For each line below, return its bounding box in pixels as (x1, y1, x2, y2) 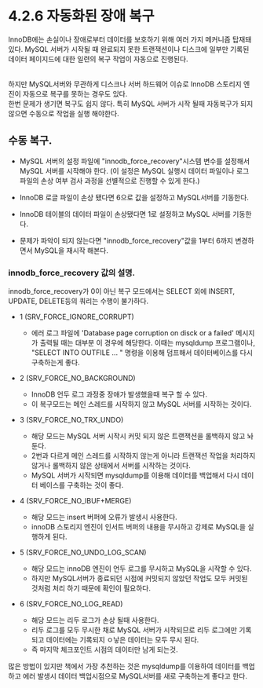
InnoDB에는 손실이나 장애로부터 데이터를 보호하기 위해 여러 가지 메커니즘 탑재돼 (8, 35, 252, 44)
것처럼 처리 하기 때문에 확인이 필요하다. (31, 584, 152, 593)
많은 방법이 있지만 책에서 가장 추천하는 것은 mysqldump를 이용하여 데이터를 (8, 661, 241, 672)
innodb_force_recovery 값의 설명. (8, 267, 136, 278)
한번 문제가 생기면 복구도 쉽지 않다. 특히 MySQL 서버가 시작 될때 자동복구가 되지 (8, 99, 254, 108)
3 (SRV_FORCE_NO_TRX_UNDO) (19, 415, 124, 425)
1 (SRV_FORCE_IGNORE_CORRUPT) (19, 312, 135, 322)
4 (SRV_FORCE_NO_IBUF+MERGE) (19, 496, 132, 506)
